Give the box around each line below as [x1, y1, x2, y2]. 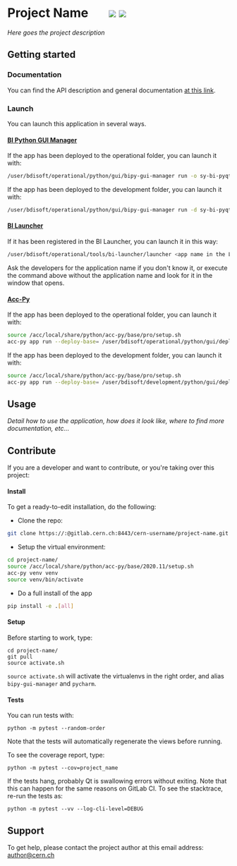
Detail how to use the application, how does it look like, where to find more [7, 417, 224, 425]
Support [7, 824, 44, 836]
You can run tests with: [7, 711, 74, 720]
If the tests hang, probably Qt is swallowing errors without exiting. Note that [7, 777, 227, 786]
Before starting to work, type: [7, 633, 93, 642]
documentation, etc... [7, 425, 70, 433]
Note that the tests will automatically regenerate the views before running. [7, 737, 223, 745]
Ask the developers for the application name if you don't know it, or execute [7, 263, 228, 272]
